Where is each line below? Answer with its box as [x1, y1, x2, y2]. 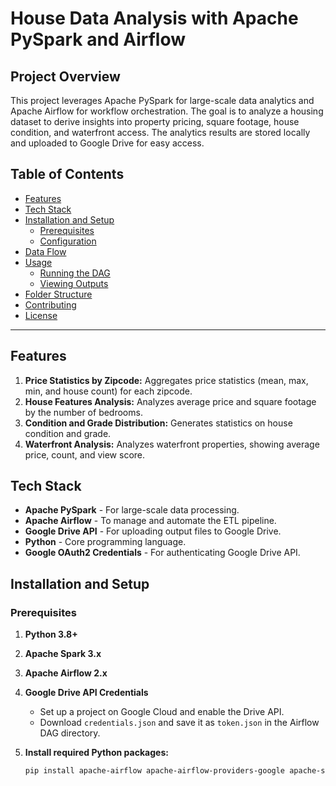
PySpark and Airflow [10, 28, 187, 51]
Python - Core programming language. [24, 536, 187, 548]
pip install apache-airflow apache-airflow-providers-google [24, 766, 286, 776]
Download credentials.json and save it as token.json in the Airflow [39, 717, 320, 729]
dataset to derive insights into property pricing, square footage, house [10, 116, 300, 127]
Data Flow [24, 245, 67, 257]
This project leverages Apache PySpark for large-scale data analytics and [10, 95, 315, 106]
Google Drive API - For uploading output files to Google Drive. [24, 525, 282, 537]
